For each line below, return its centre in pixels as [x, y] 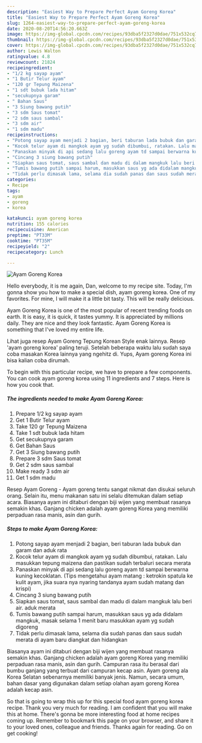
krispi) [23, 589]
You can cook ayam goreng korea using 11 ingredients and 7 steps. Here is [99, 378]
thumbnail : [20, 40]
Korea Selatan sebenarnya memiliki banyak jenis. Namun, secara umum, [96, 677]
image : [15, 34]
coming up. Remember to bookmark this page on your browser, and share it [100, 721]
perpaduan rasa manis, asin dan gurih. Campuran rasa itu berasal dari [93, 664]
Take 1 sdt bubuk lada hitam [50, 433]
